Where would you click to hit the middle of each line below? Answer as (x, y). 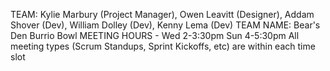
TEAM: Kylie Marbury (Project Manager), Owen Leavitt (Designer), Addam (162, 14)
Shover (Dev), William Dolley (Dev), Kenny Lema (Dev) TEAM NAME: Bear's (165, 25)
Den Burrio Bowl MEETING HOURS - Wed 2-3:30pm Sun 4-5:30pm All (155, 35)
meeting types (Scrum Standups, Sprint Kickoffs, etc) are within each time (163, 46)
